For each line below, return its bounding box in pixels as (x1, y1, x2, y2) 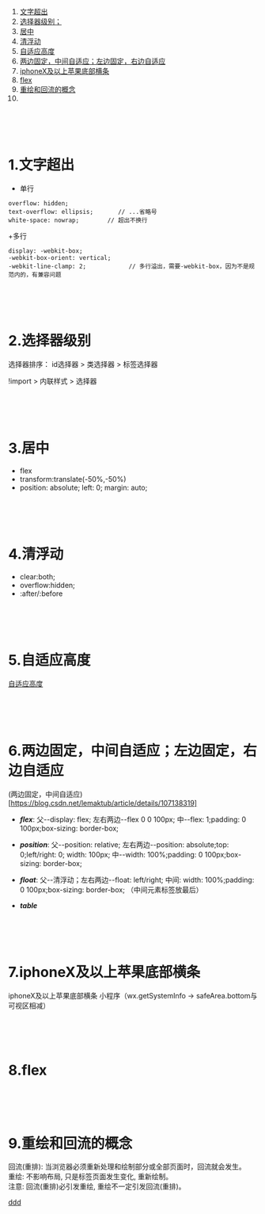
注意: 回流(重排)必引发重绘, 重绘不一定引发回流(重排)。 (8, 1182, 186, 1191)
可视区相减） (8, 1001, 50, 1010)
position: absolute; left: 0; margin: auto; (19, 483, 148, 492)
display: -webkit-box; (8, 246, 83, 255)
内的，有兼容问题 (13, 270, 62, 279)
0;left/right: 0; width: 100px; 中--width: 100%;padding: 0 (19, 849, 203, 859)
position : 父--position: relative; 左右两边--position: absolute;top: (19, 839, 229, 849)
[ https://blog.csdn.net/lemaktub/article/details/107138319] (8, 798, 198, 807)
